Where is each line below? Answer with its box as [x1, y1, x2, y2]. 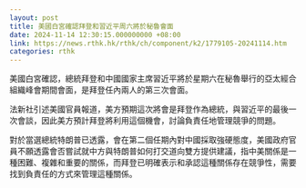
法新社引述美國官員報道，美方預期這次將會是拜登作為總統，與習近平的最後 [9, 104, 289, 114]
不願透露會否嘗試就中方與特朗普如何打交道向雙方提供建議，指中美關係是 [16, 146, 289, 157]
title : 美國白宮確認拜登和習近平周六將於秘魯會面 [9, 22, 174, 31]
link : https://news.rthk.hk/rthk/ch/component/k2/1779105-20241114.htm [9, 38, 287, 48]
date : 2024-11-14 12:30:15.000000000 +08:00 [9, 30, 181, 39]
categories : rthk [9, 47, 76, 56]
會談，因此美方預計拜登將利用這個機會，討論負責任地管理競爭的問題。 [16, 115, 280, 126]
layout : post [9, 13, 59, 23]
